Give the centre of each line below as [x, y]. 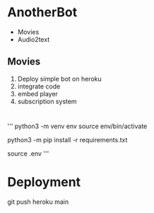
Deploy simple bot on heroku [59, 79]
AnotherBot [42, 12]
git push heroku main [38, 202]
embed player [38, 93]
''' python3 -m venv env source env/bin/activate [77, 126]
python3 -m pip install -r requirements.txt [67, 139]
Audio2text [34, 39]
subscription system [47, 101]
